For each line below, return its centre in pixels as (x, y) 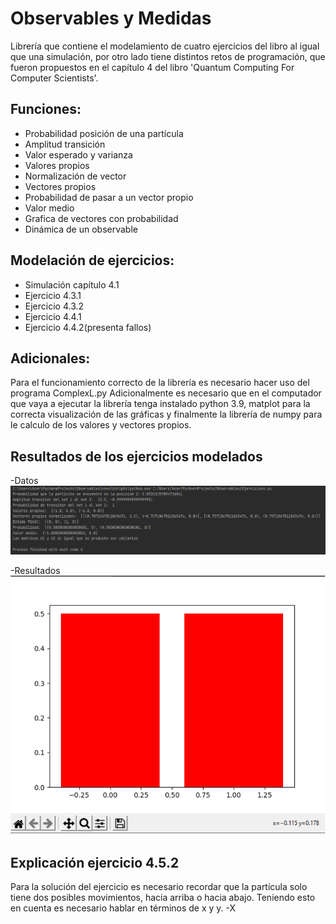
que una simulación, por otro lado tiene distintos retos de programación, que (168, 56)
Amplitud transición (65, 144)
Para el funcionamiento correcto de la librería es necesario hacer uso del (160, 383)
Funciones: (46, 109)
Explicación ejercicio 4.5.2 (95, 862)
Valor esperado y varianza (78, 154)
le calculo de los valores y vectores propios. (101, 425)
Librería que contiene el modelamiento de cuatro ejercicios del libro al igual (165, 46)
